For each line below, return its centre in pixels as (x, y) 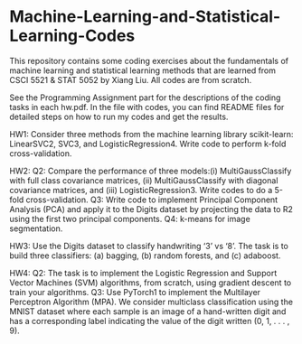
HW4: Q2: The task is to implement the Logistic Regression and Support (143, 273)
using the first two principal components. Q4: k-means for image (130, 218)
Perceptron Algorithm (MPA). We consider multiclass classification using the (151, 302)
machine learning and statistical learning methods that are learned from (143, 70)
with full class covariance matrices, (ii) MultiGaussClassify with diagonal (144, 180)
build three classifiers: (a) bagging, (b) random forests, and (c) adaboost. (145, 256)
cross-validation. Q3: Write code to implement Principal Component (152, 200)
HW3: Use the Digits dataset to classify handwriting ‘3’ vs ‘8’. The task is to (149, 246)
